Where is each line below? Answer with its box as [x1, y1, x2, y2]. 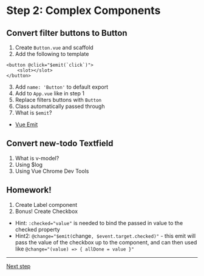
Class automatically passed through [15, 103, 105, 110]
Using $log [15, 161, 43, 168]
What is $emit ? [15, 109, 52, 116]
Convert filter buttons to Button [6, 28, 127, 38]
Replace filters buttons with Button [15, 96, 102, 103]
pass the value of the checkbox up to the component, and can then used [15, 238, 197, 246]
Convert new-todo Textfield [6, 138, 114, 149]
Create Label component [15, 201, 78, 208]
